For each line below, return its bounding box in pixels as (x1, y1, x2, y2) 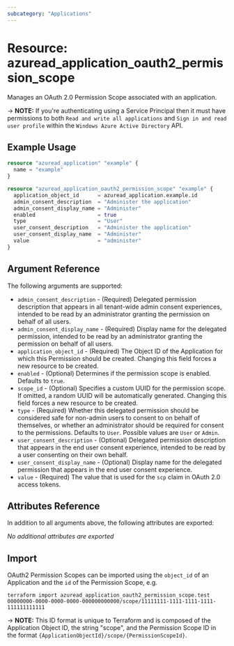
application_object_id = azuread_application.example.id (13, 192, 198, 199)
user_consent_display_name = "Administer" (13, 231, 141, 238)
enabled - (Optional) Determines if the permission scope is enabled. (17, 369, 211, 377)
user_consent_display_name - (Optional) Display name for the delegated (17, 458, 222, 466)
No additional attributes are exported (7, 532, 114, 541)
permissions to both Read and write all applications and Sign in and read (7, 114, 227, 122)
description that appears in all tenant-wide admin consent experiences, (17, 302, 222, 311)
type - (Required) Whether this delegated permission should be (17, 406, 199, 415)
